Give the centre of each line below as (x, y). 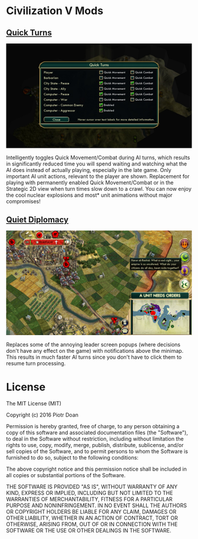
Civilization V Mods (55, 11)
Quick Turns (29, 33)
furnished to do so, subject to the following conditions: (72, 457)
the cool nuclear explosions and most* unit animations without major (89, 195)
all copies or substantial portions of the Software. (66, 475)
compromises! (24, 201)
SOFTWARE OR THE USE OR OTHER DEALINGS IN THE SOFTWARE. (89, 530)
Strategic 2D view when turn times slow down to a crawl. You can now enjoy (99, 189)
